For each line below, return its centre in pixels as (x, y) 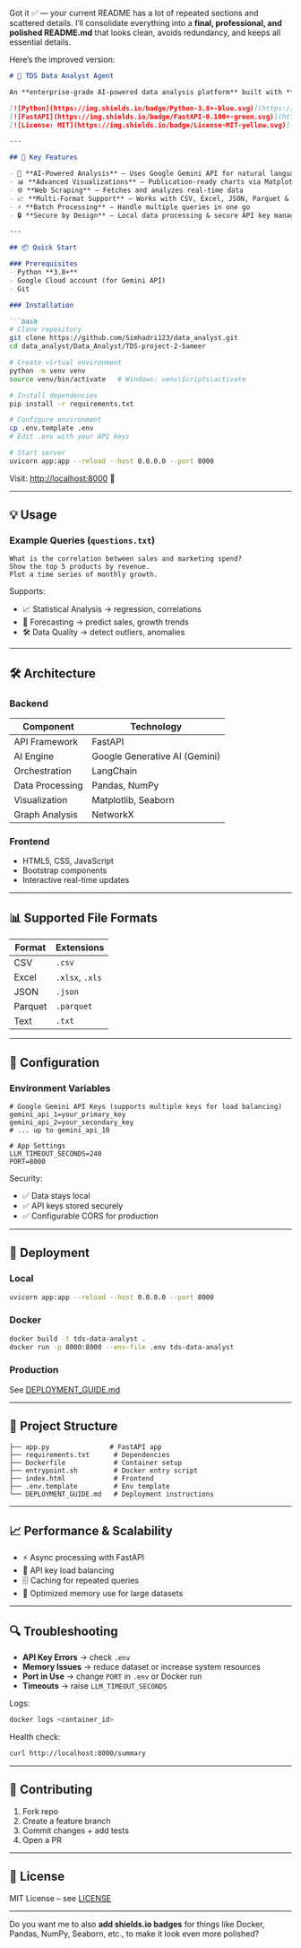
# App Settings (38, 1146)
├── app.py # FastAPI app (86, 1447)
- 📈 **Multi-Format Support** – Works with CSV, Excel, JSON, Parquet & (149, 198)
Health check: (35, 1737)
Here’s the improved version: (62, 59)
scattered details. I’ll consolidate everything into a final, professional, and (146, 23)
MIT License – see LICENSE (60, 1898)
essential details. (40, 42)
